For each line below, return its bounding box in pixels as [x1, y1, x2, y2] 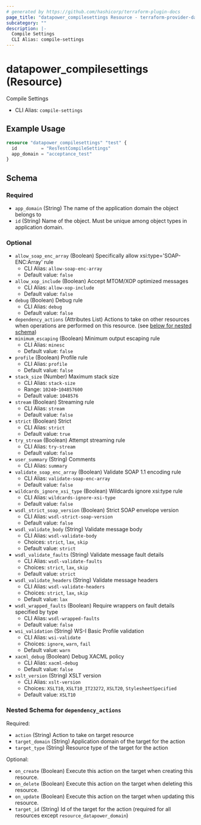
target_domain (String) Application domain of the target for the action [14, 738, 185, 745]
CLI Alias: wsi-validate [23, 634, 81, 641]
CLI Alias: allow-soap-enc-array [23, 265, 103, 272]
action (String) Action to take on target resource [14, 731, 134, 738]
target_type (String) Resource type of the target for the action [14, 744, 169, 751]
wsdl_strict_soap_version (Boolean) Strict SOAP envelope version [14, 506, 179, 514]
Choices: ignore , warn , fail [23, 640, 91, 647]
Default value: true [23, 430, 71, 438]
